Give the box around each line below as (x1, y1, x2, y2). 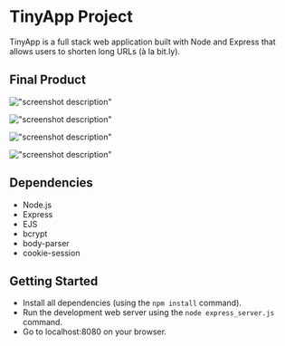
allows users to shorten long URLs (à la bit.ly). (9, 45, 181, 56)
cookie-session (22, 247, 81, 258)
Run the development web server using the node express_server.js (22, 307, 275, 318)
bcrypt (22, 228, 48, 239)
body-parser (22, 237, 70, 248)
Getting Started (9, 274, 99, 289)
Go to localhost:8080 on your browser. (22, 326, 167, 337)
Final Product (9, 72, 86, 88)
